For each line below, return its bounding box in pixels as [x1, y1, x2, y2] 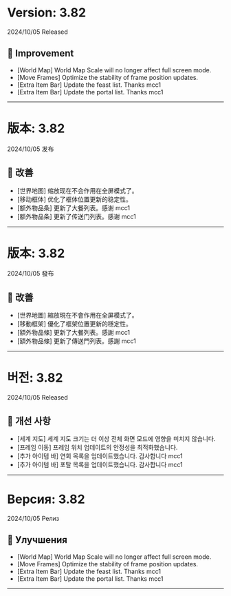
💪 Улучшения [7, 534, 67, 546]
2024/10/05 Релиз [7, 514, 60, 522]
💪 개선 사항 [7, 415, 52, 427]
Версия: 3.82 [7, 491, 85, 507]
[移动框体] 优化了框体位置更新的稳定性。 [16, 195, 132, 203]
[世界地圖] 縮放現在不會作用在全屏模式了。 [16, 311, 138, 320]
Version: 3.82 [7, 5, 87, 21]
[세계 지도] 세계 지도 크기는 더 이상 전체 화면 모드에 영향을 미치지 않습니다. [16, 435, 216, 442]
